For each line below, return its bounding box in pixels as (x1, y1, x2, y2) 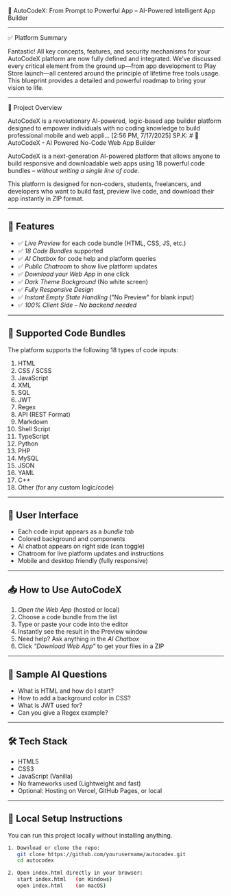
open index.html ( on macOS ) (16, 882, 107, 889)
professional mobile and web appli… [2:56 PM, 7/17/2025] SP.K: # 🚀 (8, 131, 199, 139)
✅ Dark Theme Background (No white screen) (17, 277, 149, 286)
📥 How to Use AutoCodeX (8, 584, 122, 595)
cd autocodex (16, 857, 54, 864)
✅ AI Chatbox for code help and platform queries (17, 254, 156, 262)
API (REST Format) (17, 410, 71, 418)
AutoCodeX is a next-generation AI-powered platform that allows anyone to (8, 152, 221, 160)
